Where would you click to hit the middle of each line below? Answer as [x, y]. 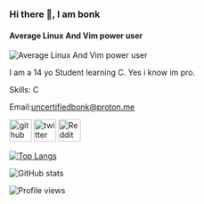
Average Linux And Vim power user [76, 36]
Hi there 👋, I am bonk [55, 14]
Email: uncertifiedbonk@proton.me [72, 107]
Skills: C [24, 90]
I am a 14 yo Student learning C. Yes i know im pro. [102, 73]
